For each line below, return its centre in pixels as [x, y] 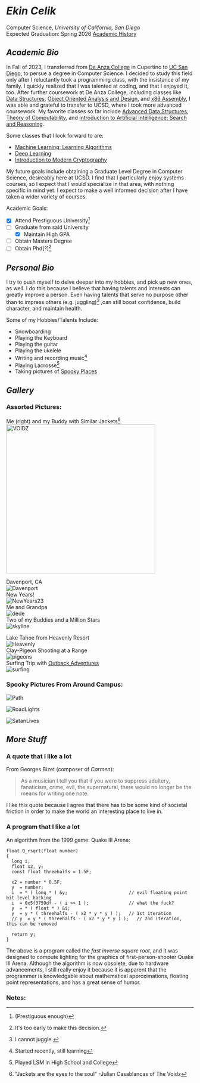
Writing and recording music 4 [51, 357]
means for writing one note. [55, 793]
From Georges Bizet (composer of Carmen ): [60, 769]
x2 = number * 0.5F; [37, 882]
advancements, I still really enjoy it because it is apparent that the [86, 969]
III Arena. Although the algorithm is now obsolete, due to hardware [87, 963]
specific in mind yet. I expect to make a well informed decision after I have [97, 190]
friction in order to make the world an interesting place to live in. [85, 811]
